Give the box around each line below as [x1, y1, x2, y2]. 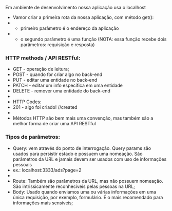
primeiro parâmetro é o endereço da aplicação [20, 25, 119, 31]
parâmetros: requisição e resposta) [20, 42, 95, 48]
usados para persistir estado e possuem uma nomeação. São [12, 150, 143, 157]
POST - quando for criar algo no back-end [12, 71, 103, 78]
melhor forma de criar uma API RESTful [12, 121, 96, 127]
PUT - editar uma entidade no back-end [12, 77, 98, 83]
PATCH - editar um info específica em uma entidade [12, 82, 123, 89]
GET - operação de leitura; [12, 66, 69, 72]
